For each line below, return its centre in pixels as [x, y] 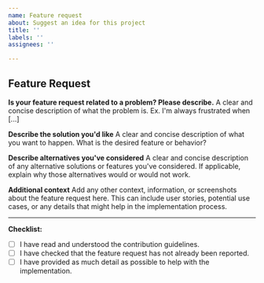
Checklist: [26, 229]
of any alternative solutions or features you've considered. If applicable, [125, 166]
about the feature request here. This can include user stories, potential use [129, 198]
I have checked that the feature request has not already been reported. [134, 253]
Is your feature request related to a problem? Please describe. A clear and [130, 102]
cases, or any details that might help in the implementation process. [118, 206]
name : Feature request [45, 15]
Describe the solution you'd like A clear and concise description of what [126, 134]
